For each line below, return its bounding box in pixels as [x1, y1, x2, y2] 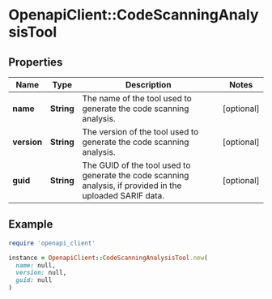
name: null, [15, 261, 57, 269]
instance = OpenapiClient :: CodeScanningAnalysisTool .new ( [8, 254, 208, 262]
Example [8, 217, 53, 232]
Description [125, 79, 172, 90]
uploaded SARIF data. [82, 190, 164, 201]
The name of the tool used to [82, 93, 192, 104]
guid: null [15, 276, 53, 284]
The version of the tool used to [82, 126, 199, 137]
